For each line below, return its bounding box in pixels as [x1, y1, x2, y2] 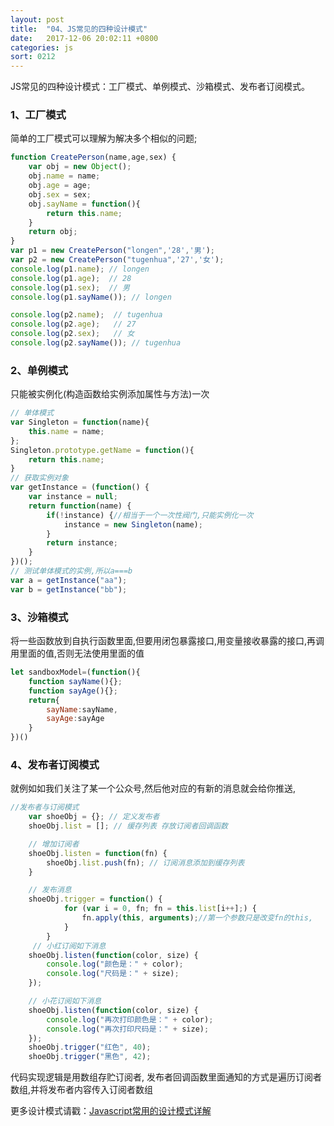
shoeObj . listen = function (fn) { [28, 848, 168, 858]
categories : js [10, 42, 74, 53]
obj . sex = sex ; [28, 189, 92, 200]
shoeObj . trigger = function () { [28, 894, 163, 905]
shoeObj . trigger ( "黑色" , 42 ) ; [28, 1052, 152, 1062]
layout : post [10, 14, 65, 25]
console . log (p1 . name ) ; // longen [10, 264, 150, 274]
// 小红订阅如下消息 [32, 941, 107, 951]
